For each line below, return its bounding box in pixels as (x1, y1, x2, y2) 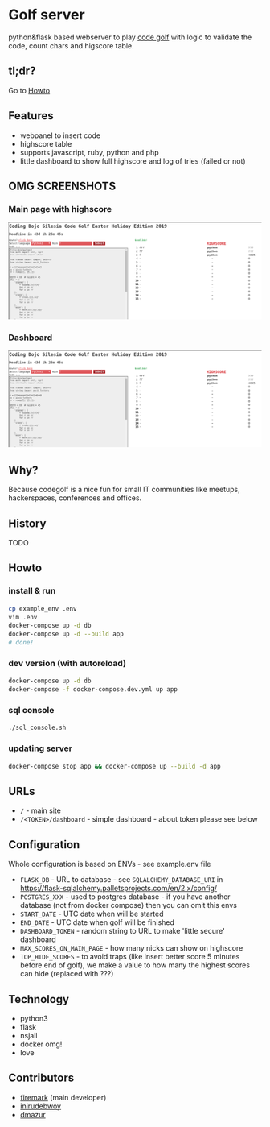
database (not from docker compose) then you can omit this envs (19, 901, 237, 910)
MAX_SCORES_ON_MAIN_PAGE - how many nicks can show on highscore (19, 943, 243, 953)
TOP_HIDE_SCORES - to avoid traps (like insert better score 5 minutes (19, 952, 240, 962)
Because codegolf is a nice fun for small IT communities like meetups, (8, 485, 241, 495)
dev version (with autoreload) (8, 658, 127, 669)
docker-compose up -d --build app (8, 630, 125, 638)
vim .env (8, 613, 38, 621)
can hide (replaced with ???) (19, 969, 114, 979)
